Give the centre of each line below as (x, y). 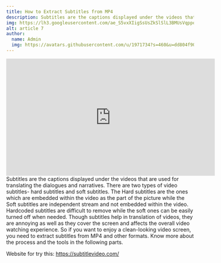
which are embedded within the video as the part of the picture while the (95, 198)
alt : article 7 (25, 28)
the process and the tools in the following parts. (65, 242)
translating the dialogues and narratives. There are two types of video (92, 185)
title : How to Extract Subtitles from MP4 (60, 12)
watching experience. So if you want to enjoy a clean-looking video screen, (99, 229)
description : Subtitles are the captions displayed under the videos (94, 17)
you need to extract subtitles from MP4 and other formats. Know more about (100, 236)
